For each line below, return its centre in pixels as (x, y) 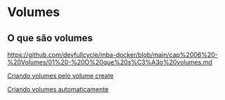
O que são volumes (50, 38)
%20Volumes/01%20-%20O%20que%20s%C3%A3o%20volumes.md (110, 62)
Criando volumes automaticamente (58, 89)
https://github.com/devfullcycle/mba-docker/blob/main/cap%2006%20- (112, 55)
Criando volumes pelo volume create (60, 76)
